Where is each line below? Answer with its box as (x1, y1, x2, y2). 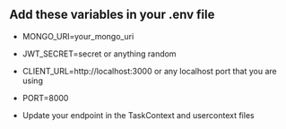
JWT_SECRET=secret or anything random (22, 48, 177, 59)
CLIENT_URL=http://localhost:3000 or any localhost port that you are (22, 65, 277, 76)
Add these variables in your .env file (9, 7, 215, 22)
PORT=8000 (22, 92, 69, 103)
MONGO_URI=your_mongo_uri (22, 30, 134, 41)
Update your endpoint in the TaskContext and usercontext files (22, 109, 255, 120)
